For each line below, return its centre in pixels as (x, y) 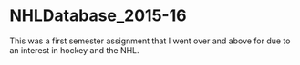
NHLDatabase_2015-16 (98, 16)
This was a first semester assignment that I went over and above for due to (150, 41)
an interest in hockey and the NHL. (74, 50)
